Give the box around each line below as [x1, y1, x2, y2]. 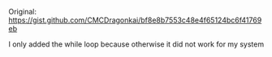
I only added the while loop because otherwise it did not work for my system [8, 39, 265, 49]
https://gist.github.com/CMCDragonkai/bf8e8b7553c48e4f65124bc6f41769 [8, 15, 262, 25]
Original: [8, 7, 37, 16]
